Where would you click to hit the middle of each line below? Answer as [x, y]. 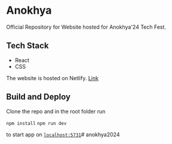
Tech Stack [27, 46]
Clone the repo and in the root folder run [56, 111]
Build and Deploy [38, 97]
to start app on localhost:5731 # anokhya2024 [63, 134]
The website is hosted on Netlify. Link [52, 78]
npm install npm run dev [36, 123]
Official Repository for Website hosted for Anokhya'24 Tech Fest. [86, 27]
